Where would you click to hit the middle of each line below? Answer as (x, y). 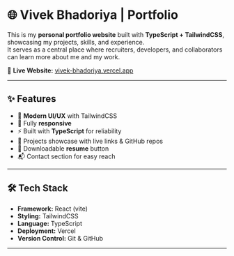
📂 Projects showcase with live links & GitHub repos (90, 141)
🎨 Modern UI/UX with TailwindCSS (67, 116)
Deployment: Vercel (46, 231)
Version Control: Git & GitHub (60, 238)
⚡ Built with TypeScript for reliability (69, 131)
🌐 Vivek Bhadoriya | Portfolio (93, 15)
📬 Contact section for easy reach (66, 156)
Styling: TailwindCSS (48, 216)
